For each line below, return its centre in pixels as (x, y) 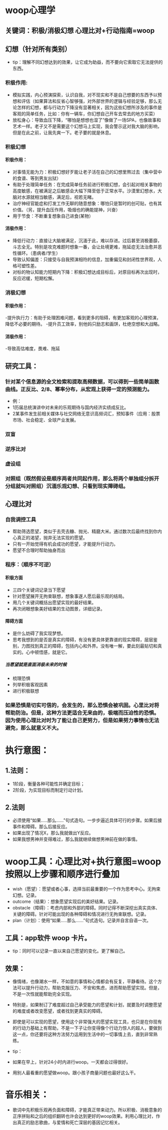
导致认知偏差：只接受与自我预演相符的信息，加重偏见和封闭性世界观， (85, 259)
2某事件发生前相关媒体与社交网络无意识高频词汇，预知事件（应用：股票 (86, 414)
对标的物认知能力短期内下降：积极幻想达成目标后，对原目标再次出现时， (87, 272)
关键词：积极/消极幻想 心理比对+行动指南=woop (80, 30)
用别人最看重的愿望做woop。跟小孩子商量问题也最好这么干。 (75, 1073)
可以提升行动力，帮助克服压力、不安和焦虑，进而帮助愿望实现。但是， (89, 988)
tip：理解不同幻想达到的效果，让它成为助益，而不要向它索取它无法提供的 (88, 62)
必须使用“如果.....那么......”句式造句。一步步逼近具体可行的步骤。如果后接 (87, 820)
